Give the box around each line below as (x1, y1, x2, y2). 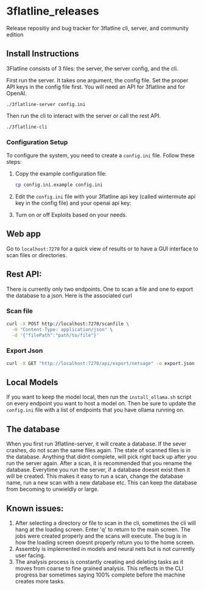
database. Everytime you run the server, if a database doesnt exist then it (6, 466, 190, 474)
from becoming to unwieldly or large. (6, 486, 99, 493)
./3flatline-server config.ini (6, 101, 86, 107)
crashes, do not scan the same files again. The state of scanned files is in (6, 447, 191, 454)
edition (6, 30, 24, 38)
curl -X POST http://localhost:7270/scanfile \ (6, 321, 130, 327)
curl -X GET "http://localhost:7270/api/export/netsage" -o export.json (6, 360, 195, 366)
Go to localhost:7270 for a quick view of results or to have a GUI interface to (6, 245, 199, 252)
